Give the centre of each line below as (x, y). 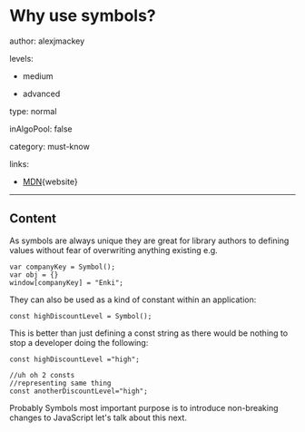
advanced (41, 93)
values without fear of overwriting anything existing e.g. (113, 250)
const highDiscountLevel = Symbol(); (81, 316)
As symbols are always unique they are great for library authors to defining (149, 241)
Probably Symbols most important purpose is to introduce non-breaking (144, 407)
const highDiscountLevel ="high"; (75, 359)
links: (20, 163)
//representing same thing (60, 383)
